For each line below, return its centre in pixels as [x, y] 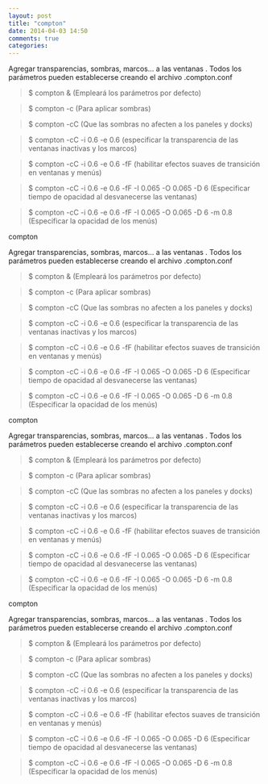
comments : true [34, 38]
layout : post [30, 16]
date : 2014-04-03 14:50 [48, 31]
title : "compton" [37, 23]
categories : [28, 46]
